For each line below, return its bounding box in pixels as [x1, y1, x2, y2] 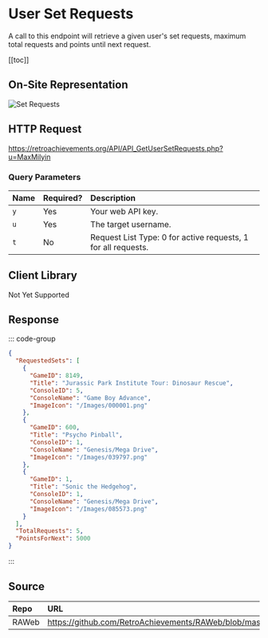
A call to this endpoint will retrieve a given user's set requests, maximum [8, 31, 246, 41]
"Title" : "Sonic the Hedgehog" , [29, 483, 137, 491]
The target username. [90, 218, 171, 229]
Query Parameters [8, 172, 81, 183]
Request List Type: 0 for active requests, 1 [90, 232, 249, 243]
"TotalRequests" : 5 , [15, 527, 84, 535]
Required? [42, 192, 83, 203]
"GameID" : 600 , [29, 424, 81, 432]
